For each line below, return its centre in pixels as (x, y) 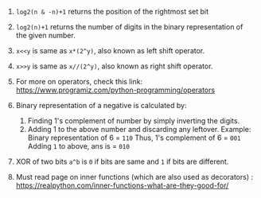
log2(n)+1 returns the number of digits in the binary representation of (129, 27)
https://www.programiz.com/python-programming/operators (115, 90)
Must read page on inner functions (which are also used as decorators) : (134, 177)
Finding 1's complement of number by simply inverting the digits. (134, 121)
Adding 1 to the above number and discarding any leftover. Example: (139, 129)
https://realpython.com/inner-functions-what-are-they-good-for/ (122, 185)
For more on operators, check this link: (79, 82)
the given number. (45, 35)
